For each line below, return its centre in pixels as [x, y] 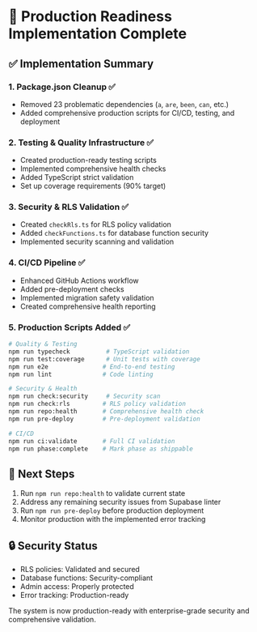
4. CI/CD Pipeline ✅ [47, 263]
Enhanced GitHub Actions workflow [79, 280]
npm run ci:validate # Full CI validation [92, 441]
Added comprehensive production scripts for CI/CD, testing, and [127, 113]
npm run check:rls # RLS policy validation [97, 404]
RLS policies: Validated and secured [80, 570]
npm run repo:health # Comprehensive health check [106, 412]
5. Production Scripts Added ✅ [70, 327]
